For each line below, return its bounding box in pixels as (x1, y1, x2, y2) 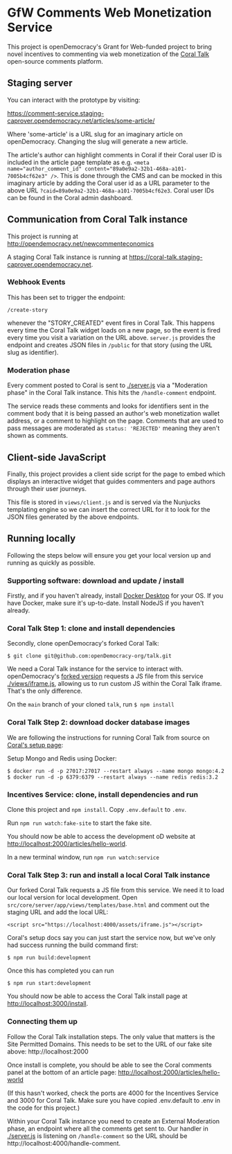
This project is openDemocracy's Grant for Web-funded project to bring (7, 42, 213, 51)
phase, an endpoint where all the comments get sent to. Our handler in (7, 1124, 209, 1133)
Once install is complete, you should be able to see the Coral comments (7, 1060, 213, 1069)
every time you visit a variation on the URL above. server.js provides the (7, 333, 216, 341)
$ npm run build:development (7, 955, 91, 961)
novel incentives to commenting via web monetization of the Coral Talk (7, 50, 210, 58)
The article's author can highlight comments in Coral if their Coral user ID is (7, 150, 222, 159)
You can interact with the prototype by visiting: (7, 96, 141, 104)
